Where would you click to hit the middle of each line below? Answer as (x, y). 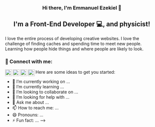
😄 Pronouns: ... (28, 115)
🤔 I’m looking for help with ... (41, 97)
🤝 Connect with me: (29, 62)
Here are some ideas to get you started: (76, 72)
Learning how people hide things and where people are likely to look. (74, 49)
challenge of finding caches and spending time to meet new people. (73, 43)
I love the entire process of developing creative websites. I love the (72, 38)
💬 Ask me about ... (30, 103)
